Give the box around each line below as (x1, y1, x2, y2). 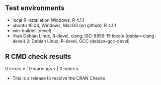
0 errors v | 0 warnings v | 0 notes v (5, 65, 79, 71)
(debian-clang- (125, 33, 157, 39)
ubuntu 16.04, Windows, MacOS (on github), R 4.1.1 (12, 22, 116, 28)
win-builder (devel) (12, 27, 52, 34)
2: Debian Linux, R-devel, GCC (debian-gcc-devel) (26, 38, 130, 44)
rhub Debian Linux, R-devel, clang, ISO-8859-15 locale (12, 33, 125, 39)
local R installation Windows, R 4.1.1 (12, 17, 84, 23)
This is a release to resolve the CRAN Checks (12, 75, 105, 81)
